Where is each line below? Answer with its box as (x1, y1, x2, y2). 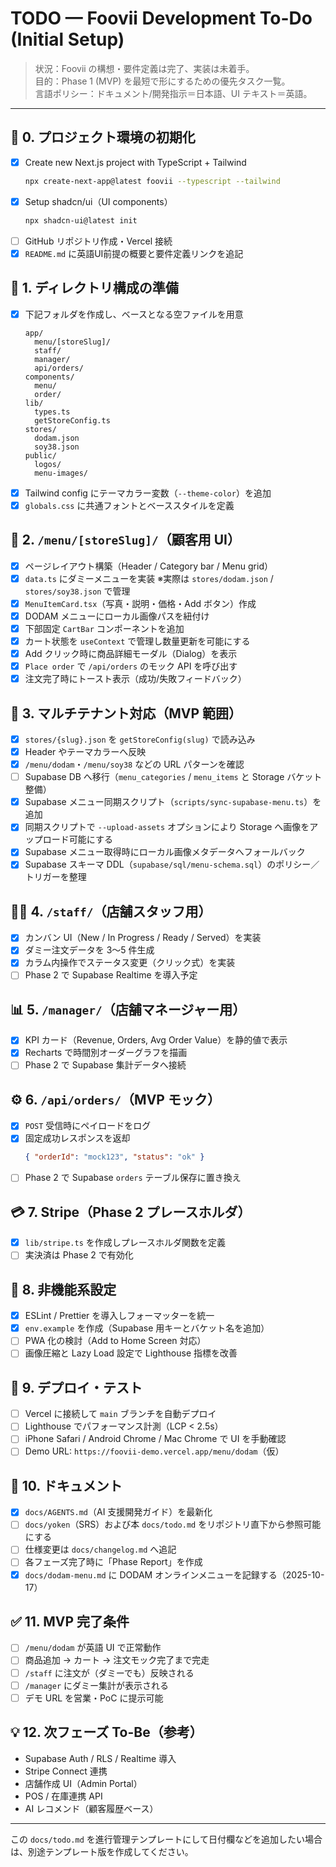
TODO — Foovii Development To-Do (10, 7, 313, 30)
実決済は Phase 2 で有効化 (24, 1249, 134, 1261)
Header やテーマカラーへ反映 (24, 746, 147, 757)
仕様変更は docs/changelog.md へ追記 (24, 1543, 177, 1556)
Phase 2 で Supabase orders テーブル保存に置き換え (24, 1172, 242, 1184)
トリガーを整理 (24, 871, 87, 883)
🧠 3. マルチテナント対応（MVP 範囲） (10, 705, 243, 722)
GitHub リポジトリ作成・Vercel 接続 (24, 235, 173, 247)
